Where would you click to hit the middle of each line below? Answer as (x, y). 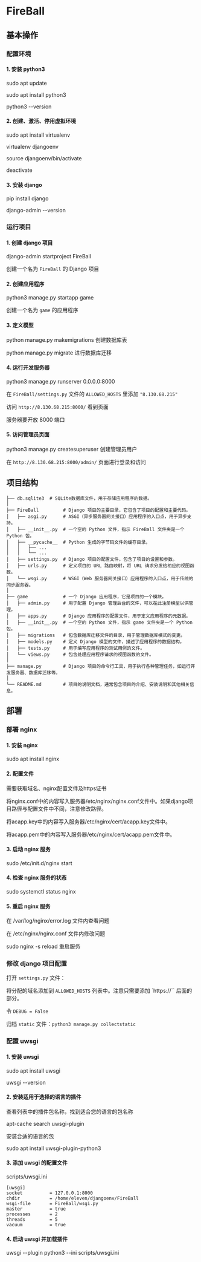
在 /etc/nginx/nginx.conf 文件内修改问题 (56, 933)
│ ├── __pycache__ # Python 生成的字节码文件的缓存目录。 (78, 542)
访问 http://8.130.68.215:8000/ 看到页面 (57, 407)
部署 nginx (22, 730)
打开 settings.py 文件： (36, 978)
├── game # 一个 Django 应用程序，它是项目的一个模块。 (87, 597)
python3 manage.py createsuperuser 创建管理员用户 (72, 450)
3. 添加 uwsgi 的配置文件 (37, 1163)
